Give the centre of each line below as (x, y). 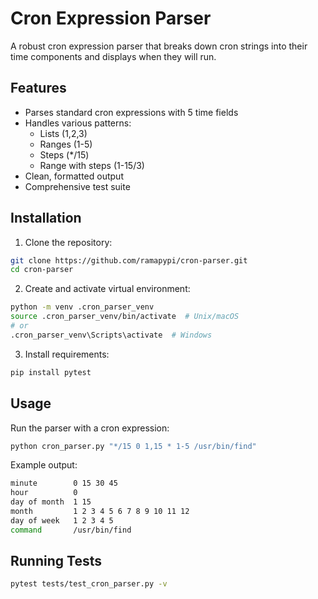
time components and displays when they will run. (113, 56)
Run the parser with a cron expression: (90, 428)
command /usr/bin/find (71, 530)
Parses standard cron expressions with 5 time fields (131, 112)
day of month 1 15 (51, 502)
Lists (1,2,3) (63, 133)
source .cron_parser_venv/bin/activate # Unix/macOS (125, 317)
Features (38, 88)
